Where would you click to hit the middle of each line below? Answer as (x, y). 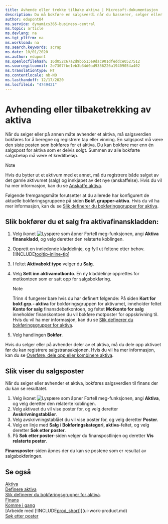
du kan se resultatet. (26, 389)
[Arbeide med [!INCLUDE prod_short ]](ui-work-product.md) (66, 511)
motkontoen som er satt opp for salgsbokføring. (62, 279)
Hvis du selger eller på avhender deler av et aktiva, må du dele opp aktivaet (83, 345)
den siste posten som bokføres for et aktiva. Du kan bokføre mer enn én (79, 145)
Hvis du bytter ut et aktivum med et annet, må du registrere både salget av (82, 175)
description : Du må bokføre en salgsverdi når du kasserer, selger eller (84, 15)
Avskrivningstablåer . (35, 414)
